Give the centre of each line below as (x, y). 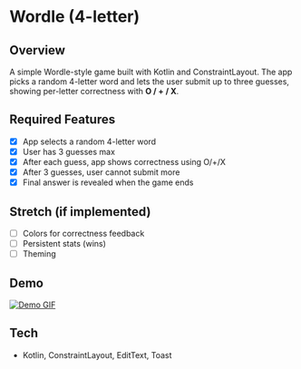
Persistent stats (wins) (64, 243)
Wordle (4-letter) (75, 17)
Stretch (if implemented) (80, 212)
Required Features (63, 120)
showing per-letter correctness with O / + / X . (94, 91)
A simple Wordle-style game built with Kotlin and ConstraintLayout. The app (151, 72)
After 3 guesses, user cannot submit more (101, 172)
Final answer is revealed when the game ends (108, 182)
